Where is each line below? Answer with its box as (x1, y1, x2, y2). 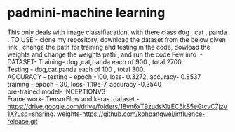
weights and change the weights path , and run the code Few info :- (7, 50, 203, 59)
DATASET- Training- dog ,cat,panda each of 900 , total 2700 (7, 57, 182, 66)
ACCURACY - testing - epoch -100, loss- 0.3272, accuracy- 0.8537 (7, 72, 201, 81)
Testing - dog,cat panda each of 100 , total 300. (7, 65, 145, 73)
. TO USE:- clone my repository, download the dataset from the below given (7, 35, 227, 43)
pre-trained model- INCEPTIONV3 (7, 87, 106, 96)
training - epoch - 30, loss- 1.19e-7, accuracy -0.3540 (7, 80, 162, 88)
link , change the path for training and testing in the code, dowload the (7, 43, 210, 51)
